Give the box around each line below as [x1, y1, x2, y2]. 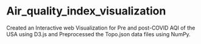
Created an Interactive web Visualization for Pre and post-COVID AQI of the [6, 24, 196, 31]
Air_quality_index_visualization [6, 4, 166, 18]
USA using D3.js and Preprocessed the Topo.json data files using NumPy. [6, 30, 191, 37]
